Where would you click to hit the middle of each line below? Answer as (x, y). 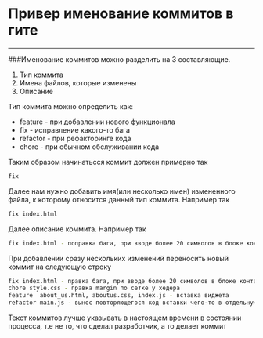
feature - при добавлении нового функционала (97, 122)
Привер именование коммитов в (121, 14)
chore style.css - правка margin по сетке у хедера (94, 288)
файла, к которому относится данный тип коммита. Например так (119, 199)
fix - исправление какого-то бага (75, 129)
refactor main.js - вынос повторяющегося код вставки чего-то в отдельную (133, 303)
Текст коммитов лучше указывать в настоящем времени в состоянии (125, 318)
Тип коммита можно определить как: (71, 106)
